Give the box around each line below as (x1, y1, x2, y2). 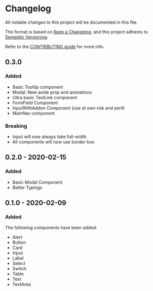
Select (12, 260, 26, 266)
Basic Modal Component (12, 179, 63, 185)
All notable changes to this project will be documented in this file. (5, 19, 138, 25)
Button (12, 240, 26, 246)
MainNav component (12, 110, 55, 116)
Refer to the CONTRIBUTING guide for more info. (5, 43, 105, 49)
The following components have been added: (5, 225, 97, 231)
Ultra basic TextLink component (12, 94, 77, 100)
